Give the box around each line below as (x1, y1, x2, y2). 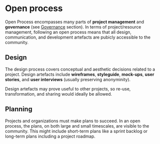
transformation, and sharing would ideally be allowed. (5, 91, 112, 97)
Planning (5, 105, 32, 114)
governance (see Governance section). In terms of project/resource (5, 24, 142, 29)
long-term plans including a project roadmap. (5, 133, 96, 139)
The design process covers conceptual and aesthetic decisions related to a (5, 66, 155, 72)
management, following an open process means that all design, (5, 29, 132, 35)
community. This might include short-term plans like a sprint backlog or (5, 128, 148, 134)
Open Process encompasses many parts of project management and (5, 19, 144, 25)
